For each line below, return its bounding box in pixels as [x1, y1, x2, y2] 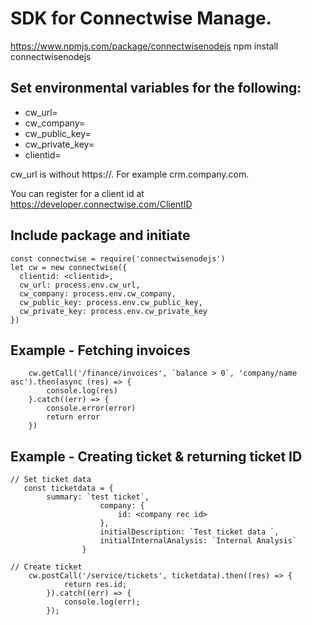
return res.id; [63, 580, 128, 590]
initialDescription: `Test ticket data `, [99, 527, 280, 537]
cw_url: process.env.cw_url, [19, 280, 141, 290]
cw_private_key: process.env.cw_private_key [19, 306, 208, 316]
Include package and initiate [10, 227, 191, 244]
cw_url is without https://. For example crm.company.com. [10, 168, 250, 180]
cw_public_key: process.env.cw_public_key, [19, 297, 203, 307]
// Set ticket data [10, 475, 92, 485]
